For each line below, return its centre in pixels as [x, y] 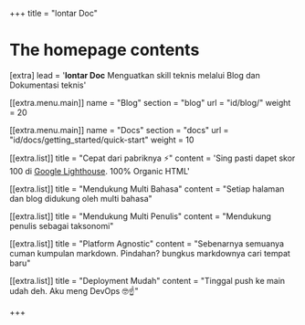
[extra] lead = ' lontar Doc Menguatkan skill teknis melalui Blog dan [135, 75]
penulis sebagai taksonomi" [62, 225]
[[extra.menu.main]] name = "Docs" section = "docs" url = [119, 130]
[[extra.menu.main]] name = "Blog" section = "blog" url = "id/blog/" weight [150, 102]
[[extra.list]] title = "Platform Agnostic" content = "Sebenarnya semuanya [147, 243]
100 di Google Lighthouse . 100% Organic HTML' [100, 171]
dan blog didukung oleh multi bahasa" [81, 198]
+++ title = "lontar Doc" [54, 13]
